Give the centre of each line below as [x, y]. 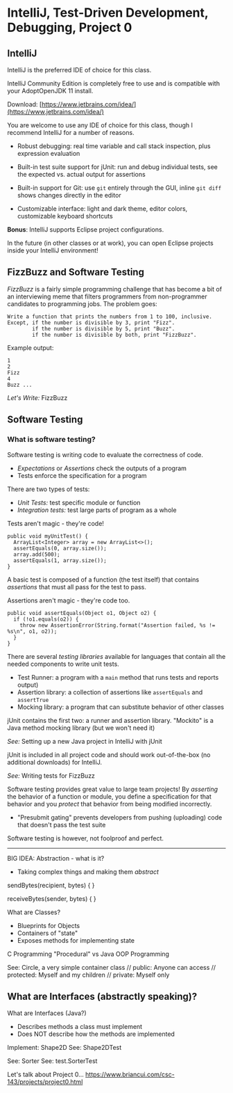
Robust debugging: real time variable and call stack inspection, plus [114, 146]
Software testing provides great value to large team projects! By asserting [113, 789]
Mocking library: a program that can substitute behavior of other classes [120, 707]
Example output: [31, 348]
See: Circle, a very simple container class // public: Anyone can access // [112, 967]
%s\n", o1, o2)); [32, 631]
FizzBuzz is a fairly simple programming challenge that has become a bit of [115, 289]
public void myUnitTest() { [48, 536]
